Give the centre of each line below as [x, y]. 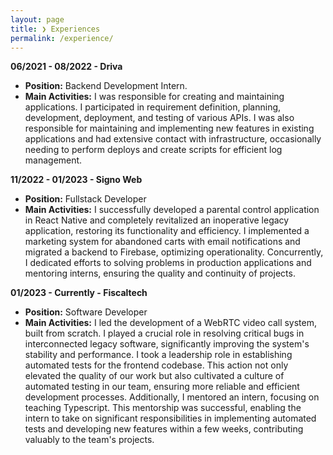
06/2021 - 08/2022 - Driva [66, 67]
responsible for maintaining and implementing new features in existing [169, 128]
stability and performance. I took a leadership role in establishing [158, 355]
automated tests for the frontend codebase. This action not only [156, 365]
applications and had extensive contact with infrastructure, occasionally [173, 139]
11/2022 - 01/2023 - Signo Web [76, 180]
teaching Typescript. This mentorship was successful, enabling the [163, 408]
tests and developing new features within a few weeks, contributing [164, 429]
